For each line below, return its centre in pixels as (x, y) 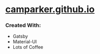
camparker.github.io (50, 9)
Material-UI (25, 42)
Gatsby (20, 36)
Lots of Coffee (28, 47)
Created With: (23, 25)
